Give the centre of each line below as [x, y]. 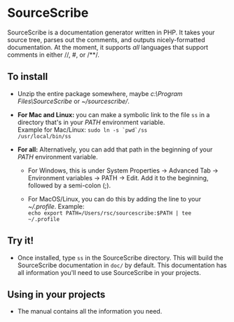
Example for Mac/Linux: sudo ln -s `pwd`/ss [82, 129]
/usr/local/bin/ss [44, 136]
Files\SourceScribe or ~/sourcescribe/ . [73, 101]
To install [28, 77]
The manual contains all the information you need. [90, 311]
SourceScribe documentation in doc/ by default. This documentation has [122, 265]
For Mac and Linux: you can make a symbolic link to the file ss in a [113, 114]
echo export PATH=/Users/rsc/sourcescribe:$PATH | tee [109, 213]
